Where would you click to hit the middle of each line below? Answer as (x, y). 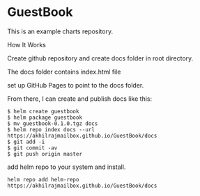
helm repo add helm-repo (43, 179)
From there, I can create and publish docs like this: (79, 99)
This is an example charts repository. (60, 31)
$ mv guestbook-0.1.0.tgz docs (53, 123)
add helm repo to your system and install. (67, 167)
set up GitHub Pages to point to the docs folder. (76, 85)
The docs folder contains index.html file (64, 72)
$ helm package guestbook (45, 117)
